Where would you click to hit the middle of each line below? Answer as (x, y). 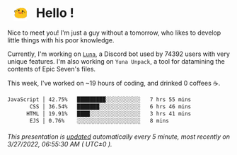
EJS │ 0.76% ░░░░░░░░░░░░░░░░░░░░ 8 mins (99, 121)
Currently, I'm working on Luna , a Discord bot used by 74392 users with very (118, 54)
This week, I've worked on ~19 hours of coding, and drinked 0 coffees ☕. (114, 84)
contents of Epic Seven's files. (52, 69)
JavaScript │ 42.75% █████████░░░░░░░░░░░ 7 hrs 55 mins (99, 100)
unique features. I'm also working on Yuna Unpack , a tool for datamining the (116, 62)
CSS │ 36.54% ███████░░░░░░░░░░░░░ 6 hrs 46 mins (110, 107)
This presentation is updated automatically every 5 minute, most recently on (118, 137)
